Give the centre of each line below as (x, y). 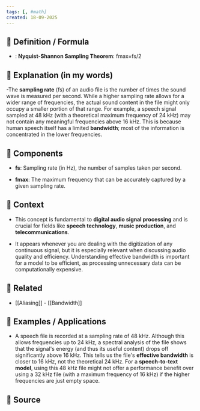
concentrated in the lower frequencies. (54, 134)
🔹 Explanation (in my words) (59, 75)
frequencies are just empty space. (57, 381)
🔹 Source (23, 400)
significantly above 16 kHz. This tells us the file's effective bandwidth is (104, 355)
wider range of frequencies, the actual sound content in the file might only (98, 102)
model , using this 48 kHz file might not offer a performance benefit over (104, 368)
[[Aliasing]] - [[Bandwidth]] (48, 303)
